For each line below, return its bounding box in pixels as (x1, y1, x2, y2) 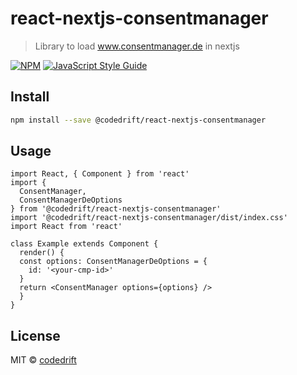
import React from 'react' (10, 222, 123, 232)
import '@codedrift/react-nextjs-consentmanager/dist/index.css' (10, 213, 288, 223)
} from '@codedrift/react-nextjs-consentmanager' (10, 204, 222, 214)
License (10, 327, 61, 344)
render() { (19, 248, 65, 258)
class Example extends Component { (10, 239, 159, 249)
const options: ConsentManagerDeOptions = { (19, 257, 208, 267)
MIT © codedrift (10, 354, 77, 366)
